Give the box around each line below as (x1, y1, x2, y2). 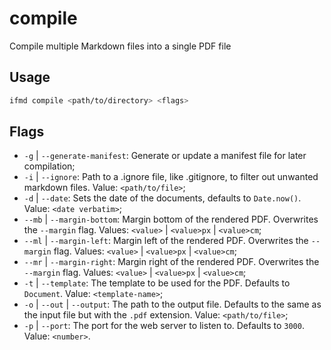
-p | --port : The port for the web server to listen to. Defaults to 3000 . (23, 320, 305, 332)
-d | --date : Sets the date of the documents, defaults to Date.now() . (23, 192, 302, 204)
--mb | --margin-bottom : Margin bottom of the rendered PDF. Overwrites (23, 213, 319, 226)
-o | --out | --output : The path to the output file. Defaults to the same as (23, 298, 322, 311)
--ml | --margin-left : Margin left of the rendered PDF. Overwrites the (23, 235, 309, 247)
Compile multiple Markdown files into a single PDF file (9, 40, 232, 52)
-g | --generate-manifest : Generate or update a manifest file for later (23, 150, 307, 162)
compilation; (23, 160, 76, 172)
